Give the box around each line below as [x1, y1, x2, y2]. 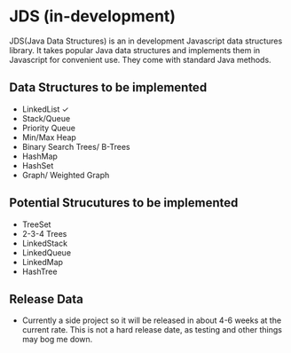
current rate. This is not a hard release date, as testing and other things [21, 325, 282, 335]
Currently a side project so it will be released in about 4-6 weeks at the [21, 315, 282, 326]
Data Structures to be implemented [9, 80, 208, 95]
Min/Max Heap [21, 131, 77, 143]
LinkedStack [21, 238, 68, 248]
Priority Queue [21, 122, 75, 133]
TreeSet [21, 219, 51, 230]
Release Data [9, 291, 84, 307]
